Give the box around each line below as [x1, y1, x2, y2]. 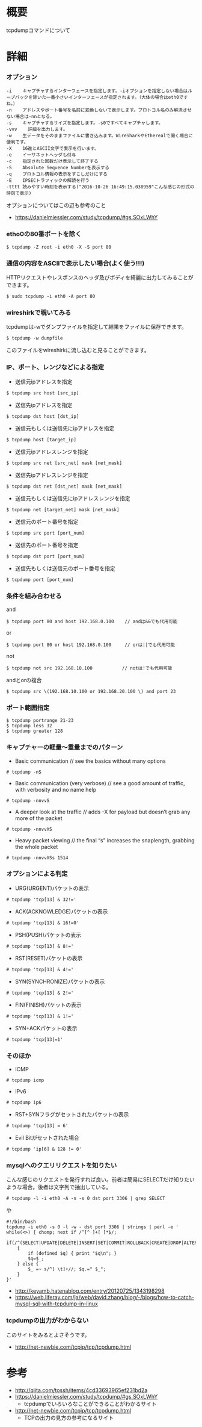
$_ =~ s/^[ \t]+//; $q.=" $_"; [28, 1266, 106, 1272]
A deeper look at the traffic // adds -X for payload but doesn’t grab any [14, 808, 191, 815]
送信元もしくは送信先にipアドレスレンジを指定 [14, 494, 130, 502]
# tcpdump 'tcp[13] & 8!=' [6, 943, 74, 949]
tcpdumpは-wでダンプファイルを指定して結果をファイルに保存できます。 [6, 323, 188, 331]
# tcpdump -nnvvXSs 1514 [6, 854, 69, 861]
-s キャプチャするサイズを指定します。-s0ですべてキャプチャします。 [6, 120, 164, 126]
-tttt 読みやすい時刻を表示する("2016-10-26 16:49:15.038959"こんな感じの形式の [6, 184, 195, 190]
